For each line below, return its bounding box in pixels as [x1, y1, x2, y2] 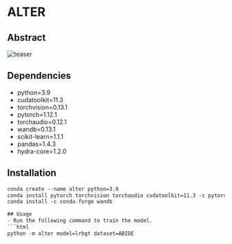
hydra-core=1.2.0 [17, 147, 67, 156]
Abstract [7, 32, 46, 44]
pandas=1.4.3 [17, 140, 57, 148]
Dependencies [7, 70, 71, 82]
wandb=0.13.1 [17, 125, 56, 133]
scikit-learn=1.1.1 [17, 132, 64, 140]
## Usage [7, 211, 32, 218]
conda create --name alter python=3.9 [7, 185, 119, 192]
